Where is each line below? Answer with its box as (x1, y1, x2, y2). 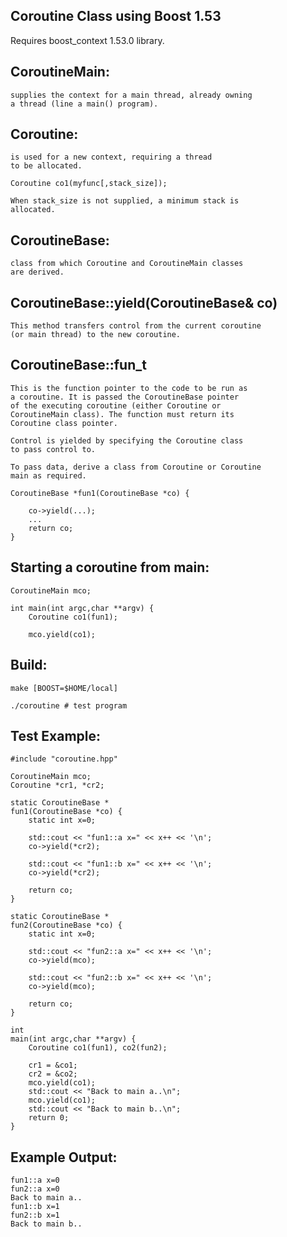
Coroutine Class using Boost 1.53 (10, 8, 222, 25)
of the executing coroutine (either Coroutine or (10, 400, 222, 411)
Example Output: (10, 1149, 118, 1166)
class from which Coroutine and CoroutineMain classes (10, 259, 244, 269)
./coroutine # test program (10, 700, 128, 711)
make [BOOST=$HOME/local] (10, 683, 118, 693)
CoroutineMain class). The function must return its (10, 409, 235, 419)
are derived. (10, 267, 65, 278)
